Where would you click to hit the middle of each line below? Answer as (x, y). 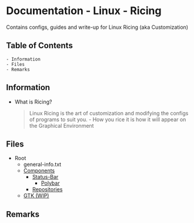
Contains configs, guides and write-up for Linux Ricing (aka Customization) (97, 27)
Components (39, 171)
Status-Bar (45, 177)
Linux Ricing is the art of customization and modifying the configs (109, 113)
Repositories (47, 189)
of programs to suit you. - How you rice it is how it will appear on (108, 119)
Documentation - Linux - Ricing (84, 11)
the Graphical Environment (61, 125)
